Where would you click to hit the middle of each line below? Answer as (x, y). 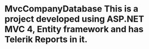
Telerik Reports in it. (46, 40)
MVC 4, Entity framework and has (74, 29)
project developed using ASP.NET (74, 19)
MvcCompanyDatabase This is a (72, 9)
